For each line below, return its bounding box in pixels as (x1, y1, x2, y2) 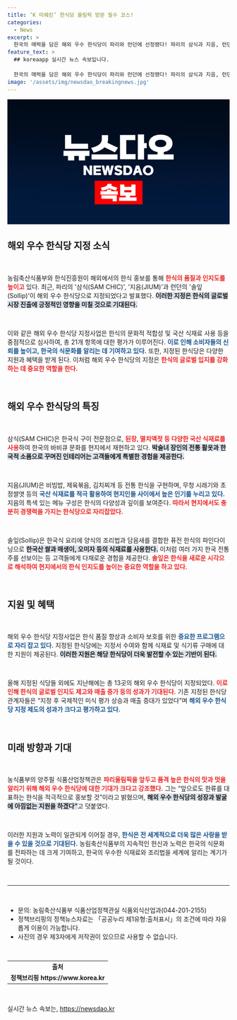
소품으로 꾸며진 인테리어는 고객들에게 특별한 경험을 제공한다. (20, 452, 185, 461)
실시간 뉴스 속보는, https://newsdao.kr (7, 1004, 115, 1013)
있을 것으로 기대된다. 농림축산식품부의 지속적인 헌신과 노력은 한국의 (21, 839, 206, 848)
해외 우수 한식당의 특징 (7, 401, 100, 413)
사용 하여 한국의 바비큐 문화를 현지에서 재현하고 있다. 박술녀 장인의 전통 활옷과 (7, 443, 219, 451)
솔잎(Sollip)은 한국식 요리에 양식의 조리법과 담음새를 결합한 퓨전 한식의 (7, 535, 201, 544)
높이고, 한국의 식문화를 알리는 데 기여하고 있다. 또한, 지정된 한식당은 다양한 (20, 346, 224, 355)
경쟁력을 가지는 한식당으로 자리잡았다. (20, 507, 123, 516)
